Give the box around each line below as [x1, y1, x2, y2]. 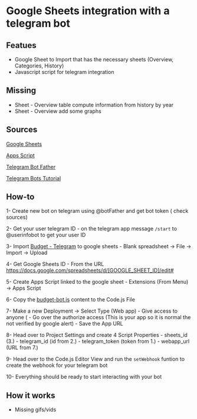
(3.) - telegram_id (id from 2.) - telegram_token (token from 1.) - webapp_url [6, 338, 190, 345]
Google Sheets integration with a [6, 4, 170, 18]
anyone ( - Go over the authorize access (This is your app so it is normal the [6, 314, 191, 321]
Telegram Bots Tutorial [6, 174, 61, 181]
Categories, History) [14, 62, 64, 69]
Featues [6, 40, 37, 50]
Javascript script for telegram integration [14, 69, 114, 75]
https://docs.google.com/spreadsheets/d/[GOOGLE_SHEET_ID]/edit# [6, 267, 174, 274]
